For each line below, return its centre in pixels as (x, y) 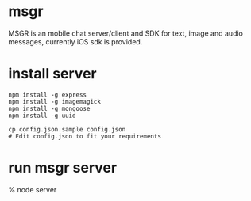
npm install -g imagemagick (55, 101)
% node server (33, 189)
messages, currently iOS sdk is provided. (75, 41)
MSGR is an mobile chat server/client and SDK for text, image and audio (126, 33)
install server (52, 74)
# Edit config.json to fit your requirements (85, 136)
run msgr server (63, 168)
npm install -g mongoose (49, 108)
